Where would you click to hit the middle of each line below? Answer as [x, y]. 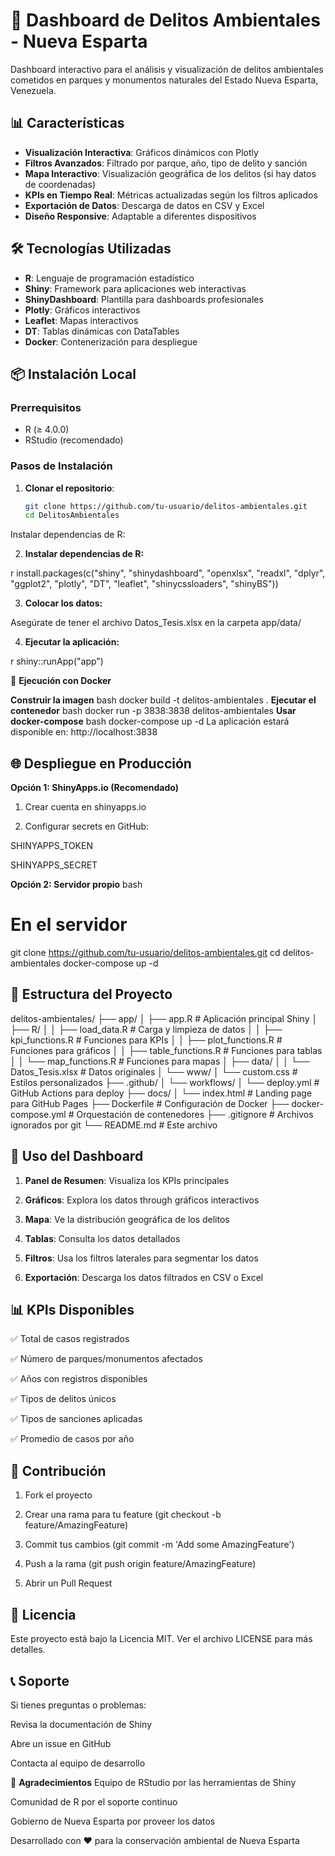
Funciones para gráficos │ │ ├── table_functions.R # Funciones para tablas [166, 1050]
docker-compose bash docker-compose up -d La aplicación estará [150, 721]
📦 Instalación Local [73, 374]
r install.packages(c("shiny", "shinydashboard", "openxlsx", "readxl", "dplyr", [168, 573]
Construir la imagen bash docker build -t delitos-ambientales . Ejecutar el [163, 700]
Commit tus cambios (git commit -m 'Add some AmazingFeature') [159, 1545]
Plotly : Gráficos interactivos [82, 310]
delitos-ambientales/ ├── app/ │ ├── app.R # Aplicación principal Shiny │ [164, 1018]
